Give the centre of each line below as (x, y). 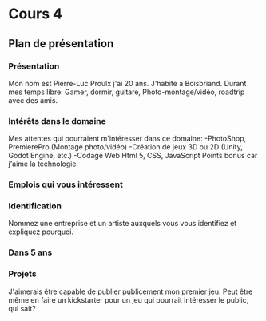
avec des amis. (33, 100)
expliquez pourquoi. (41, 232)
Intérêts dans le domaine (57, 121)
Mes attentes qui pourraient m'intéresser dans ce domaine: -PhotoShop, (127, 139)
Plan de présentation (61, 44)
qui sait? (22, 308)
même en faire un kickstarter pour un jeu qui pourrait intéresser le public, (129, 299)
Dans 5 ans (30, 252)
